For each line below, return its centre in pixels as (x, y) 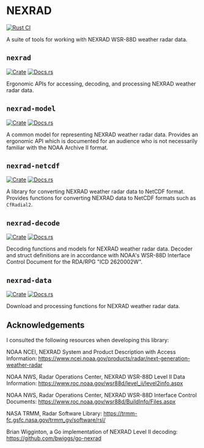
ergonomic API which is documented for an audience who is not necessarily (102, 141)
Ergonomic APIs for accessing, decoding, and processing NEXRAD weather (101, 84)
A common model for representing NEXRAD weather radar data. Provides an (102, 134)
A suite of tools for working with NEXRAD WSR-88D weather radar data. (97, 39)
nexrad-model (31, 109)
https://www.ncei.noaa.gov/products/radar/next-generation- (114, 358)
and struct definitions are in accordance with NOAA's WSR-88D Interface (98, 255)
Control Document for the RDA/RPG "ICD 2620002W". (75, 262)
